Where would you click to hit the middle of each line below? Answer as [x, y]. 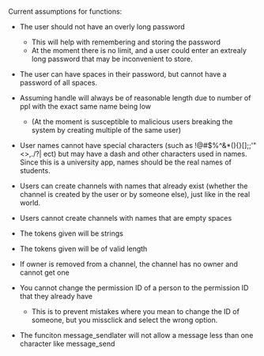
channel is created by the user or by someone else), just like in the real [135, 194]
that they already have [56, 296]
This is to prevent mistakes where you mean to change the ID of [135, 311]
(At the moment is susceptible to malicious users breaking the [132, 121]
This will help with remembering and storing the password [126, 42]
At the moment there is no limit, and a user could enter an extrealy [139, 50]
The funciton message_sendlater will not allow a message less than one [136, 335]
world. [30, 203]
